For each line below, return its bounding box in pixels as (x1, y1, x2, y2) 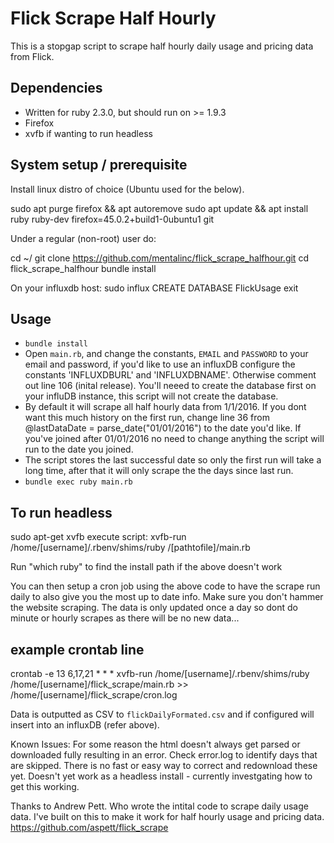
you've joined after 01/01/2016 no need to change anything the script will (24, 433, 325, 445)
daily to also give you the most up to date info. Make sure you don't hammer (10, 591, 324, 603)
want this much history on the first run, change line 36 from (24, 412, 270, 424)
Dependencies (10, 80, 103, 97)
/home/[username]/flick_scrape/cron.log (10, 689, 178, 701)
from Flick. (10, 50, 55, 62)
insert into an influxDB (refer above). (10, 719, 160, 731)
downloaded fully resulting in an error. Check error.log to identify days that (10, 749, 318, 761)
